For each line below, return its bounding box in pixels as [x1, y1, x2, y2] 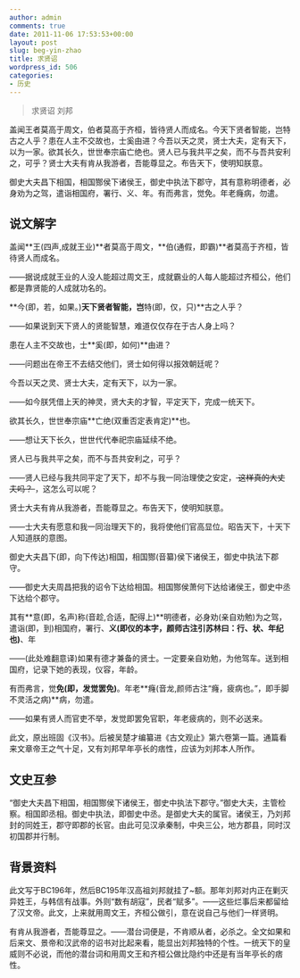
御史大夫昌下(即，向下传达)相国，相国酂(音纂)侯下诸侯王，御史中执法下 [9, 551, 271, 562]
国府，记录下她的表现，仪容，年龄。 [9, 664, 143, 675]
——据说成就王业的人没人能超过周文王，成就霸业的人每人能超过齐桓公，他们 [9, 271, 291, 282]
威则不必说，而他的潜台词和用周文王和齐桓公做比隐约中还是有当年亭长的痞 [9, 949, 283, 959]
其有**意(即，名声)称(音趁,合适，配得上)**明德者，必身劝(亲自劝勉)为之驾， [9, 612, 287, 623]
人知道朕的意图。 [9, 533, 72, 543]
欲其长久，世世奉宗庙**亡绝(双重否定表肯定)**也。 [9, 416, 196, 427]
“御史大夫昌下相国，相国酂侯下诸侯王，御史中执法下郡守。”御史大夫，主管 [9, 798, 279, 808]
